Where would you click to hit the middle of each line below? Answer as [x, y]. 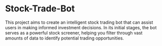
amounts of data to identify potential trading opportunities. [65, 38]
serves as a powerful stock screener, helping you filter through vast [74, 33]
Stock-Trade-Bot [40, 9]
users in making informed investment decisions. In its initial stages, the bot [81, 27]
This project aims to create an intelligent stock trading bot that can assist [79, 22]
